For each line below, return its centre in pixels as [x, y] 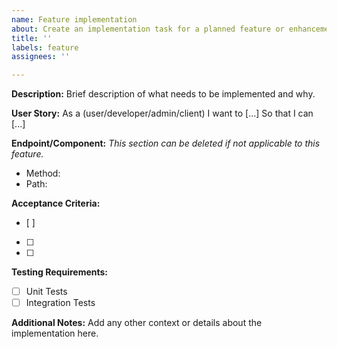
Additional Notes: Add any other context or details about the [137, 323]
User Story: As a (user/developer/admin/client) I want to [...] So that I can [162, 113]
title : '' [32, 38]
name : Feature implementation [74, 19]
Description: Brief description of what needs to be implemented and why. [163, 94]
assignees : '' [41, 57]
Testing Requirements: [59, 272]
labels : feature [45, 47]
